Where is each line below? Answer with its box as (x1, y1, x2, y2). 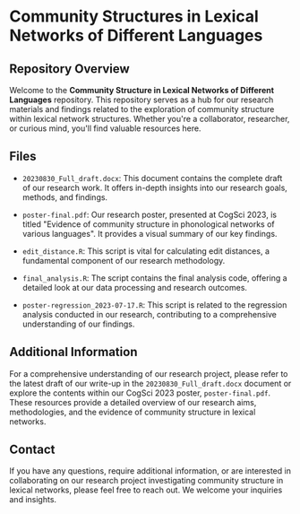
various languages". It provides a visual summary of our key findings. (21, 228, 278, 239)
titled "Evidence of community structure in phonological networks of (21, 218, 275, 230)
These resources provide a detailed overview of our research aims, (9, 396, 257, 407)
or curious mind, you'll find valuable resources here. (9, 123, 201, 134)
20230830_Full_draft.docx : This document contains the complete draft (21, 172, 283, 183)
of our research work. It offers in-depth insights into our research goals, (21, 182, 288, 193)
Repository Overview (9, 61, 130, 76)
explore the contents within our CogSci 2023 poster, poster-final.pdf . (9, 388, 271, 398)
